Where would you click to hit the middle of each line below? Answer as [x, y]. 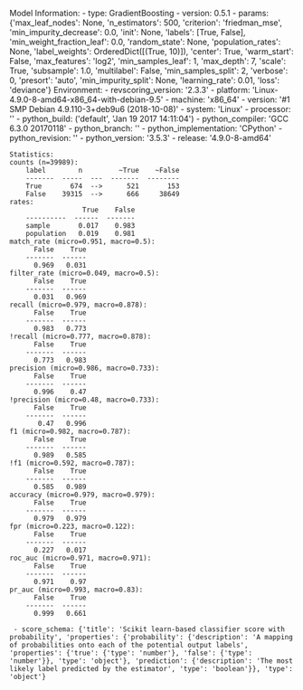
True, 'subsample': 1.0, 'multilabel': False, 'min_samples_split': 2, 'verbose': [149, 71]
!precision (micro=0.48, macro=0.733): [85, 400]
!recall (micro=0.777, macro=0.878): [80, 336]
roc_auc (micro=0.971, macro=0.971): [80, 558]
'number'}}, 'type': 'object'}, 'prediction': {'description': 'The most [151, 661]
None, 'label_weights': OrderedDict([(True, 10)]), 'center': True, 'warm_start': [151, 52]
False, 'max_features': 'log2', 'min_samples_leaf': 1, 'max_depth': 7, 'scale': [148, 61]
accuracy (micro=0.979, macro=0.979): [82, 495]
